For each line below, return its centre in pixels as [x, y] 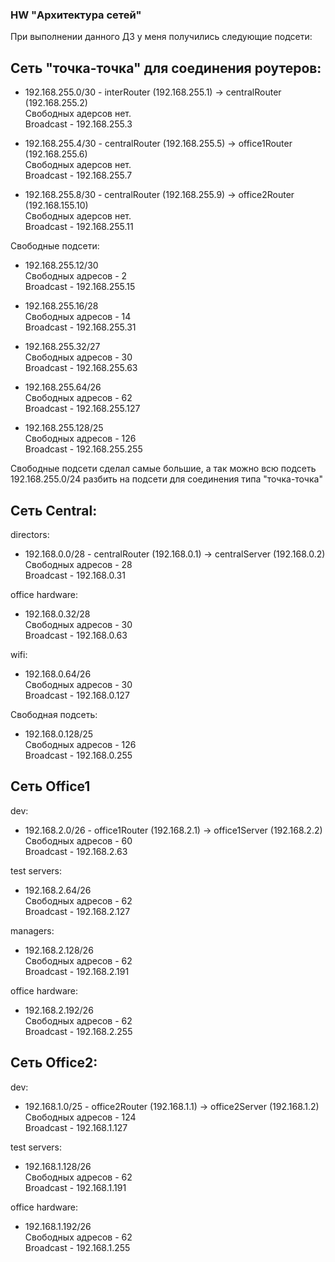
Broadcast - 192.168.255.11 [79, 227]
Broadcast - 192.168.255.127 [82, 409]
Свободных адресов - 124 [80, 1117]
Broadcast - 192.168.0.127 [77, 695]
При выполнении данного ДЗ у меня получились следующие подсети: [161, 37]
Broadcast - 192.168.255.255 [83, 449]
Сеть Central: [54, 510]
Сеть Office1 [50, 786]
